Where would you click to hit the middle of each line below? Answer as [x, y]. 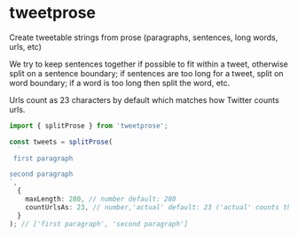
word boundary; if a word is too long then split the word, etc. [120, 83]
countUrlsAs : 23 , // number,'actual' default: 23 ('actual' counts [152, 207]
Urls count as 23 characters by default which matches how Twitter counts [144, 99]
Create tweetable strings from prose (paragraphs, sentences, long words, [144, 37]
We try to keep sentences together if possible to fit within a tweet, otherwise [149, 64]
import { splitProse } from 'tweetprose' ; [89, 126]
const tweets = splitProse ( [61, 142]
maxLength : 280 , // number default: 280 [101, 199]
